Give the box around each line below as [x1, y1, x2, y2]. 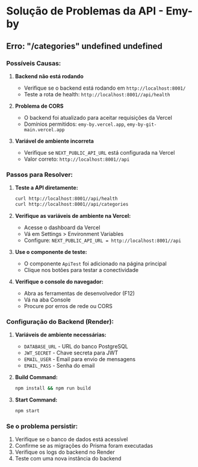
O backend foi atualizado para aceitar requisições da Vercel [23, 114, 173, 121]
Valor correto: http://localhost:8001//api [23, 155, 130, 162]
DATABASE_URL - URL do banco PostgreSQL [23, 343, 128, 350]
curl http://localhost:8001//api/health [14, 196, 118, 202]
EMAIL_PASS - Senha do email [23, 362, 95, 370]
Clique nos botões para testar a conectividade [23, 266, 139, 273]
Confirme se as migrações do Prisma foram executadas [14, 442, 153, 450]
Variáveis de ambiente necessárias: [14, 331, 107, 338]
